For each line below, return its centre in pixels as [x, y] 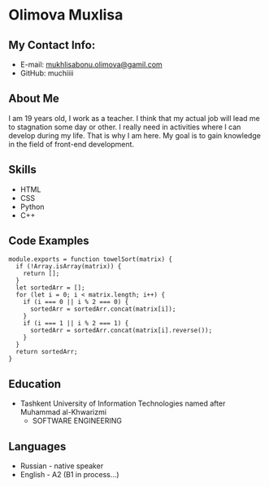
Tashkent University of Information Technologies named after [123, 403]
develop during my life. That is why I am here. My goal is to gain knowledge [135, 135]
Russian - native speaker [62, 466]
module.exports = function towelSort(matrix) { [91, 259]
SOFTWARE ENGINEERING [77, 421]
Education [35, 384]
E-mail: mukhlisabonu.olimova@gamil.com [91, 64]
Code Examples [49, 241]
